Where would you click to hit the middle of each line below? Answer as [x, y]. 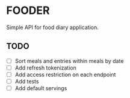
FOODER [28, 11]
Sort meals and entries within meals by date [69, 60]
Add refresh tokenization [45, 68]
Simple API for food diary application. [53, 27]
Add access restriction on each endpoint [65, 74]
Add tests [27, 81]
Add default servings [41, 88]
